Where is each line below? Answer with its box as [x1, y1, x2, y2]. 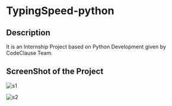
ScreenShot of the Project [6, 67, 104, 77]
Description [6, 28, 50, 38]
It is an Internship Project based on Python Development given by [6, 43, 166, 50]
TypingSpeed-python [6, 4, 114, 18]
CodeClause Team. [6, 49, 53, 57]
